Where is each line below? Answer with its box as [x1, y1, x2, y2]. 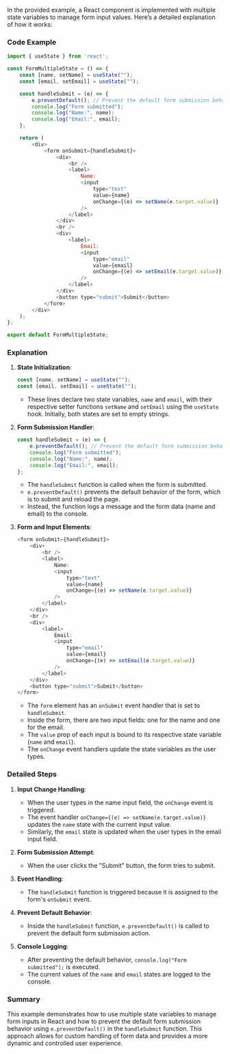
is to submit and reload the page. [27, 495, 120, 503]
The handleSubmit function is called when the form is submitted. [27, 481, 207, 489]
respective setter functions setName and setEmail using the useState [27, 403, 219, 411]
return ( [19, 135, 44, 142]
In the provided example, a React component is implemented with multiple [7, 6, 216, 14]
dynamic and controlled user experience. [7, 1039, 123, 1047]
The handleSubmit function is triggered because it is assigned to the [27, 888, 218, 896]
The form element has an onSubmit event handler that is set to [27, 701, 201, 710]
